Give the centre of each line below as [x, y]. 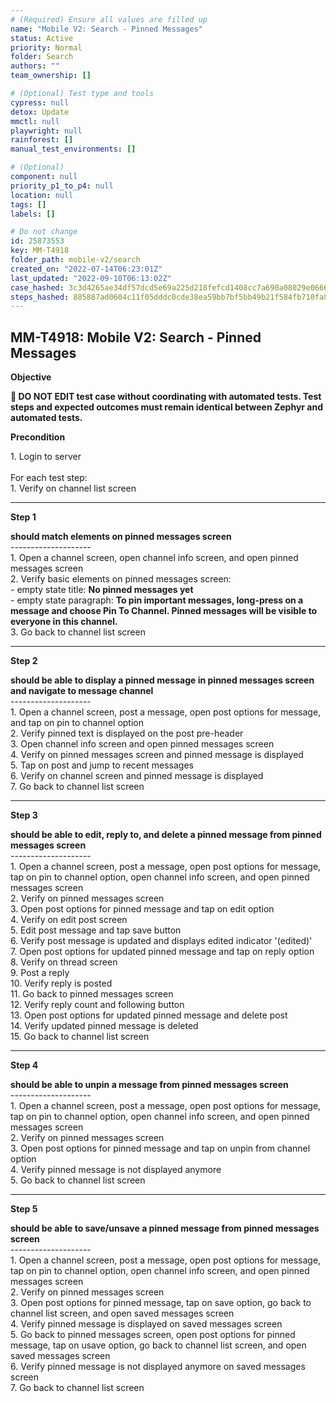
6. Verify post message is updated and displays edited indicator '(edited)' [161, 941]
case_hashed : [37, 287]
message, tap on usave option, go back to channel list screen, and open [158, 1345]
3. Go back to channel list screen [78, 632]
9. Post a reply [40, 973]
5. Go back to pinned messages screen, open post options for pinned [153, 1335]
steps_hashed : [40, 297]
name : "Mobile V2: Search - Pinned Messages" [106, 29]
